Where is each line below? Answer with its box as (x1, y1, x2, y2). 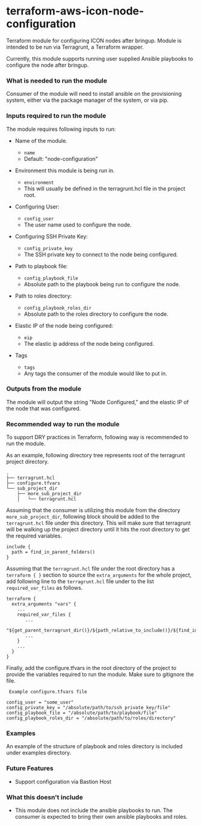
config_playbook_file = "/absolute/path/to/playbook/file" (6, 710, 158, 716)
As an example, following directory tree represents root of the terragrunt (6, 452, 185, 459)
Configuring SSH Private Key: (14, 233, 88, 240)
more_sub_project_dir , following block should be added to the (6, 513, 160, 521)
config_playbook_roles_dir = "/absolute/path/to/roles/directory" (6, 715, 176, 721)
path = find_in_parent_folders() (11, 549, 96, 555)
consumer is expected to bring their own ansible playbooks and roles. (14, 813, 188, 821)
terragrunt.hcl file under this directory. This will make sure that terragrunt (6, 519, 191, 527)
